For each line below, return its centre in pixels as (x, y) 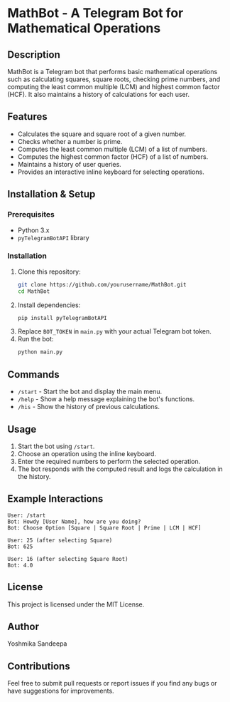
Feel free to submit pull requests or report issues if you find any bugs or (112, 683)
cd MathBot (34, 291)
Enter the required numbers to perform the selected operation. (109, 461)
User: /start (27, 515)
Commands (34, 375)
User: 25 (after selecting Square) (60, 540)
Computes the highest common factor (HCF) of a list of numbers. (113, 156)
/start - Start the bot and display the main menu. (90, 392)
